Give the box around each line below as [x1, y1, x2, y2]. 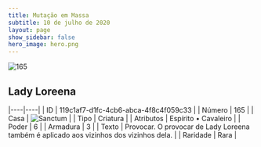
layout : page [8, 26, 51, 34]
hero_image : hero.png [8, 41, 79, 48]
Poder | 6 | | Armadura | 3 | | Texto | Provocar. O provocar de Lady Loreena [8, 122, 250, 131]
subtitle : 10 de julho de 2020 [8, 19, 111, 27]
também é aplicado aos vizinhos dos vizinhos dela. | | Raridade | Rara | [8, 130, 237, 139]
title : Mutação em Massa [8, 11, 89, 20]
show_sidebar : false [8, 33, 76, 41]
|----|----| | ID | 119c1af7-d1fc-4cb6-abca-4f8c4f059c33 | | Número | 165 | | [8, 105, 254, 114]
